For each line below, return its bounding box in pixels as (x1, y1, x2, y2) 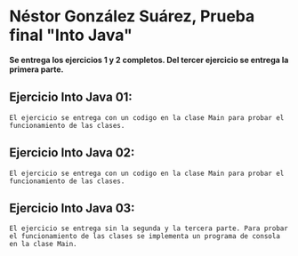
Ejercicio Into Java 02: (9, 145, 135, 161)
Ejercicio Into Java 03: (9, 200, 135, 215)
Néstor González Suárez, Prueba (9, 6, 255, 27)
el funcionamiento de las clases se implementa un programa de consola (9, 232, 280, 241)
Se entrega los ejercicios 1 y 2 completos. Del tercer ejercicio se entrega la (9, 54, 289, 65)
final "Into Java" (9, 25, 133, 45)
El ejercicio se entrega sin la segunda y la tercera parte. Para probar (9, 224, 289, 233)
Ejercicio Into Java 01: (9, 90, 133, 105)
